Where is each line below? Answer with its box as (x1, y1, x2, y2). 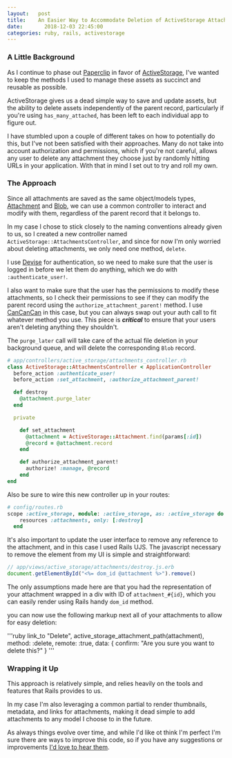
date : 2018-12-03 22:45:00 (7, 23, 104, 30)
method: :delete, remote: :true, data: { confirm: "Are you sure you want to (7, 639, 215, 648)
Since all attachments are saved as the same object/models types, (7, 194, 196, 202)
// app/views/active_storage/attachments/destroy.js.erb (7, 564, 175, 571)
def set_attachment (19, 427, 76, 434)
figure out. (7, 118, 37, 127)
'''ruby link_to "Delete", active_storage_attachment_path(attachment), (7, 632, 205, 640)
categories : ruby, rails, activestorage (7, 29, 126, 37)
